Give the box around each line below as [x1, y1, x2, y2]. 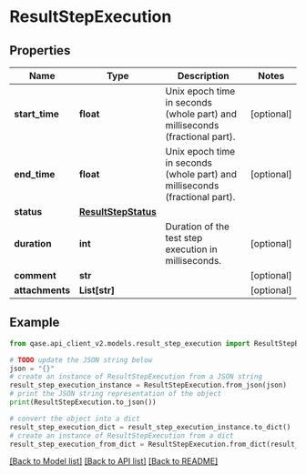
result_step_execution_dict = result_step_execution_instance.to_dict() [9, 422, 291, 431]
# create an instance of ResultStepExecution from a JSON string [9, 372, 262, 381]
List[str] [78, 284, 116, 297]
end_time [14, 168, 56, 180]
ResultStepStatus [78, 206, 157, 217]
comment [14, 269, 56, 281]
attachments [14, 284, 71, 297]
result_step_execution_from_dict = [9, 440, 145, 449]
